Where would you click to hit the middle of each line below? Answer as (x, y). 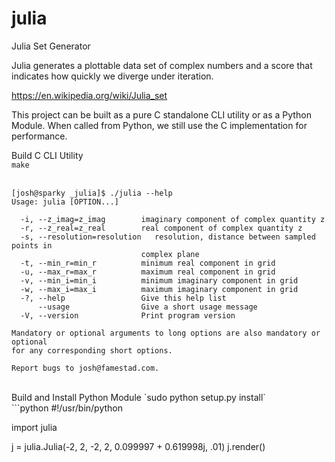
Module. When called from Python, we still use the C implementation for (159, 125)
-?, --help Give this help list (123, 298)
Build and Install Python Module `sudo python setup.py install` (138, 397)
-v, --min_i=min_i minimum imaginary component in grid (159, 280)
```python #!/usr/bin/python (67, 408)
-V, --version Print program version (128, 315)
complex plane (170, 254)
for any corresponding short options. (92, 350)
